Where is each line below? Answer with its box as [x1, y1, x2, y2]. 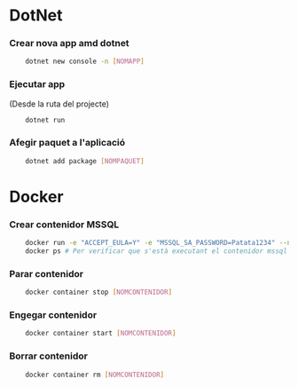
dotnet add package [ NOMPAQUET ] [25, 156, 145, 165]
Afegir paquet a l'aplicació [9, 137, 126, 149]
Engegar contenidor [9, 309, 98, 321]
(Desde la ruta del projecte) [9, 99, 109, 109]
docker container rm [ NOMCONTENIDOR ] [25, 370, 165, 379]
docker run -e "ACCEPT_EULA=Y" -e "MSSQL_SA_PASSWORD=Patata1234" [25, 239, 276, 248]
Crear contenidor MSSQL [9, 218, 120, 231]
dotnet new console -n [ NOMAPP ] [25, 57, 145, 67]
